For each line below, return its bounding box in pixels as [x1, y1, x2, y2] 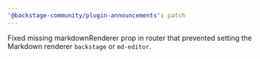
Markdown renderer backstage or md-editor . [7, 41, 152, 51]
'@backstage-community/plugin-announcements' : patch [7, 11, 186, 20]
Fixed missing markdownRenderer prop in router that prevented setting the [7, 33, 252, 42]
